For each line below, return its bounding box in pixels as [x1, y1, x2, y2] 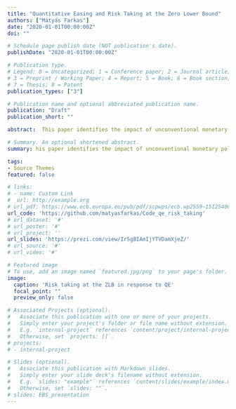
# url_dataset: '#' [7, 216, 65, 223]
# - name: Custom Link [7, 190, 74, 197]
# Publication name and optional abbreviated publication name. [7, 100, 199, 107]
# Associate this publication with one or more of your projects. [7, 314, 212, 321]
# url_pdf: [7, 203, 39, 210]
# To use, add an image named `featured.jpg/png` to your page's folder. [7, 268, 228, 275]
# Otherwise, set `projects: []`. [7, 333, 114, 340]
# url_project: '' [7, 229, 61, 236]
